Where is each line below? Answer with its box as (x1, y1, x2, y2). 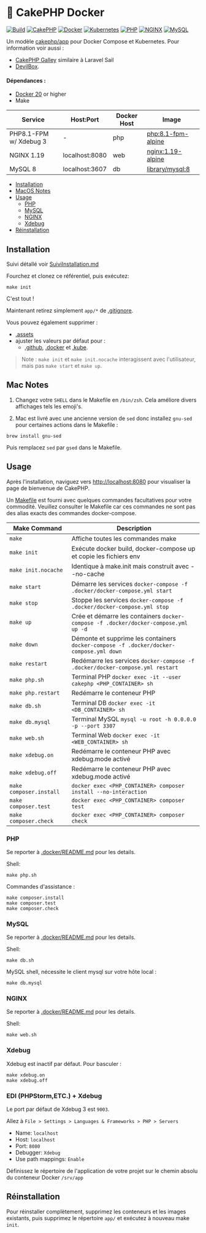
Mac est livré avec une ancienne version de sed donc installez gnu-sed (15, 414, 193, 422)
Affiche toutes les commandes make (71, 534, 177, 543)
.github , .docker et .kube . (24, 343, 88, 351)
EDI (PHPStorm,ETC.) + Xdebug (6, 1091, 102, 1100)
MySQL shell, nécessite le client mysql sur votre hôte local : (6, 968, 157, 976)
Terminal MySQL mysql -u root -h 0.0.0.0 (71, 715, 196, 723)
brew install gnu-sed (6, 433, 62, 439)
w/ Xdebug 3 (9, 138, 47, 146)
